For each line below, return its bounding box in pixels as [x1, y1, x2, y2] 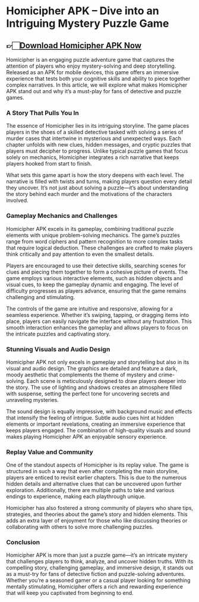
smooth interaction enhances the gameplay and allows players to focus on [6, 324, 188, 331]
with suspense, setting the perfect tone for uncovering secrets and [6, 390, 170, 397]
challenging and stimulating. [6, 293, 75, 300]
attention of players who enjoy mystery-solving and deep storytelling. [6, 62, 176, 69]
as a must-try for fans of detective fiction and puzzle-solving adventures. [6, 571, 186, 578]
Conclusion [6, 538, 40, 547]
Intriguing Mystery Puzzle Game [6, 17, 169, 30]
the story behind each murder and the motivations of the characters [6, 191, 172, 198]
